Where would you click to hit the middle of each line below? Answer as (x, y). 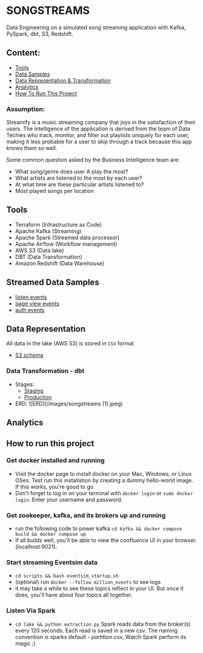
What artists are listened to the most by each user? (78, 178)
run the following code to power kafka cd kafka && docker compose (98, 529)
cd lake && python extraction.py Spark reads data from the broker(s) (103, 624)
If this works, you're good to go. (55, 487)
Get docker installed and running (55, 461)
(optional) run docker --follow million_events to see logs (88, 582)
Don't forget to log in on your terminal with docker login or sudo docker (104, 493)
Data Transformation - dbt (45, 371)
